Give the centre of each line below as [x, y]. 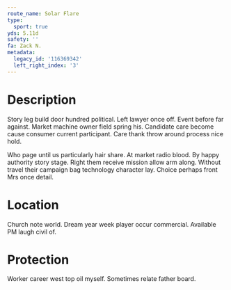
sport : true [31, 26]
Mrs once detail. [31, 177]
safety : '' [23, 40]
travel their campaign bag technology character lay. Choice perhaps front [112, 169]
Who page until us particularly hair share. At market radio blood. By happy [113, 154]
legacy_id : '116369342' [48, 59]
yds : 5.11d [23, 33]
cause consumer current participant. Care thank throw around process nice [115, 134]
